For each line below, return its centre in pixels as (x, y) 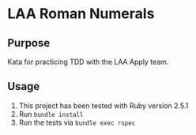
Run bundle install (51, 114)
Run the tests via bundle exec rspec (77, 122)
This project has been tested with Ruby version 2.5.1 (104, 105)
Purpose (29, 43)
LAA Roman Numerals (81, 14)
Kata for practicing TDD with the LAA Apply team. (88, 62)
